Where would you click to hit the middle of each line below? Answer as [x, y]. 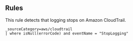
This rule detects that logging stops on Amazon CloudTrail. [66, 20]
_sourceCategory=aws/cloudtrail [39, 29]
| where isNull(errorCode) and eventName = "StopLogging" [67, 33]
